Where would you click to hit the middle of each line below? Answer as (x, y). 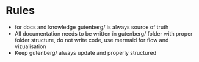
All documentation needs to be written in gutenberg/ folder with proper (103, 33)
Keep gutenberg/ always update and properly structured (85, 52)
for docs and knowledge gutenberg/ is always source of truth (92, 27)
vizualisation (30, 46)
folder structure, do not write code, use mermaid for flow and (92, 40)
